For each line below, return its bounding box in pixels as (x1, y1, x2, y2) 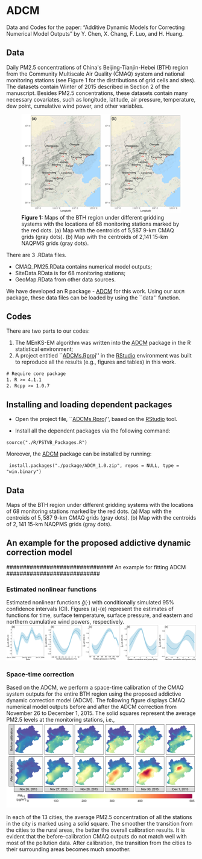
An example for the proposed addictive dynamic (6, 538, 191, 548)
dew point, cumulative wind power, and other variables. (6, 102, 144, 109)
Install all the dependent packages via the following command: (14, 427, 171, 434)
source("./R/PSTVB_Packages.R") (6, 440, 87, 446)
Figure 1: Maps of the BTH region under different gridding (21, 214, 165, 221)
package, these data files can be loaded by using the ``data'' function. (6, 294, 181, 301)
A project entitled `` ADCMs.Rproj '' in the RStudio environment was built (14, 352, 192, 359)
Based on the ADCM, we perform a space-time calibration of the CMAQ (6, 684, 184, 691)
